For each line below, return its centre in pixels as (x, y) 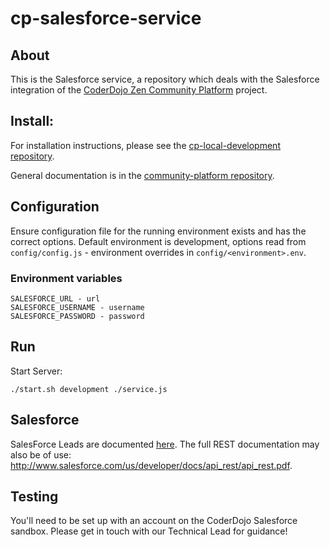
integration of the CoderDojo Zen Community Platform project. (139, 90)
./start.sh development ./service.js (89, 389)
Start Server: (36, 371)
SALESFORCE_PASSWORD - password (77, 316)
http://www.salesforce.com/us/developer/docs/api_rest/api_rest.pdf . (151, 465)
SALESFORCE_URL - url (55, 298)
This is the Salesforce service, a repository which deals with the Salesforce (165, 79)
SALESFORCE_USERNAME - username (77, 307)
